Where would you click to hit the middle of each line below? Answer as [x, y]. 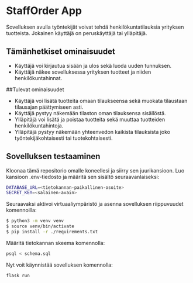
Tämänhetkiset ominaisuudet [61, 52]
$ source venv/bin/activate [40, 226]
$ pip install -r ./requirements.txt [52, 232]
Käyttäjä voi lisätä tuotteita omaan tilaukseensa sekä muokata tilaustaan [101, 101]
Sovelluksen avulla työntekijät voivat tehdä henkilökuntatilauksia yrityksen [95, 27]
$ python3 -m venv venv [35, 221]
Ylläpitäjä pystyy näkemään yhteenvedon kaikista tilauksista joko [92, 132]
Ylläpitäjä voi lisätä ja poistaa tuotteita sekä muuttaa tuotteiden [90, 119]
